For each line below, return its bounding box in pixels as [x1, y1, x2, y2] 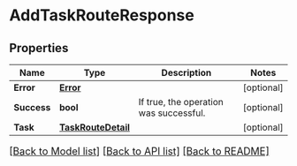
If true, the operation [138, 96, 224, 108]
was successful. [138, 107, 206, 119]
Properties [9, 41, 69, 56]
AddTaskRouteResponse [9, 5, 194, 26]
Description [161, 67, 212, 79]
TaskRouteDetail [58, 121, 131, 133]
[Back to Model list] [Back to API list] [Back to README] [9, 145, 270, 157]
